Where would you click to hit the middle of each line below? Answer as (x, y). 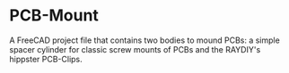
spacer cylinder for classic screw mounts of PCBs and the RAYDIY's (135, 49)
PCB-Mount (54, 16)
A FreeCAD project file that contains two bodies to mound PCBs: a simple (144, 40)
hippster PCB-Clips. (46, 59)
